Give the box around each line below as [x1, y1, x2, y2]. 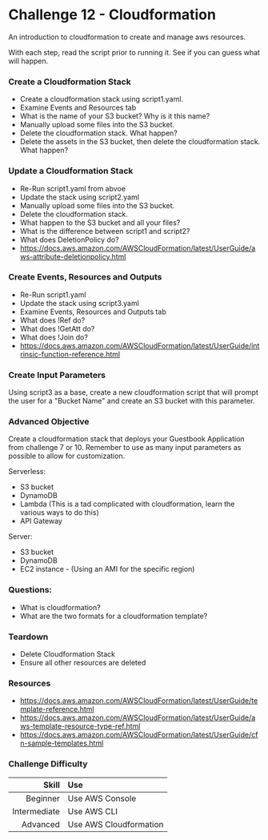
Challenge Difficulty [8, 758, 88, 770]
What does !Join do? [19, 332, 88, 342]
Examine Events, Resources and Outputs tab [19, 307, 166, 316]
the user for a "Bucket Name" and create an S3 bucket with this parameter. [8, 396, 255, 406]
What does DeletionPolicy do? [19, 235, 119, 244]
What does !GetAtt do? [19, 324, 95, 333]
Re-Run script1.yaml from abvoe [19, 183, 126, 193]
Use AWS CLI [67, 806, 118, 817]
